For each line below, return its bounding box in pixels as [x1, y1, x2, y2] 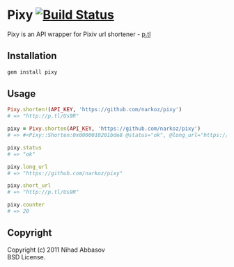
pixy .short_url [7, 182, 52, 189]
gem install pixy [7, 68, 58, 76]
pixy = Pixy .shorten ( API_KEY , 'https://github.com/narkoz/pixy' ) [7, 125, 201, 132]
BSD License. [7, 252, 46, 261]
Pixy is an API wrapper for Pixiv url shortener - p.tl [7, 30, 151, 38]
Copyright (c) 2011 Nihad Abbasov [7, 245, 106, 254]
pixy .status [7, 144, 42, 151]
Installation [7, 50, 57, 62]
